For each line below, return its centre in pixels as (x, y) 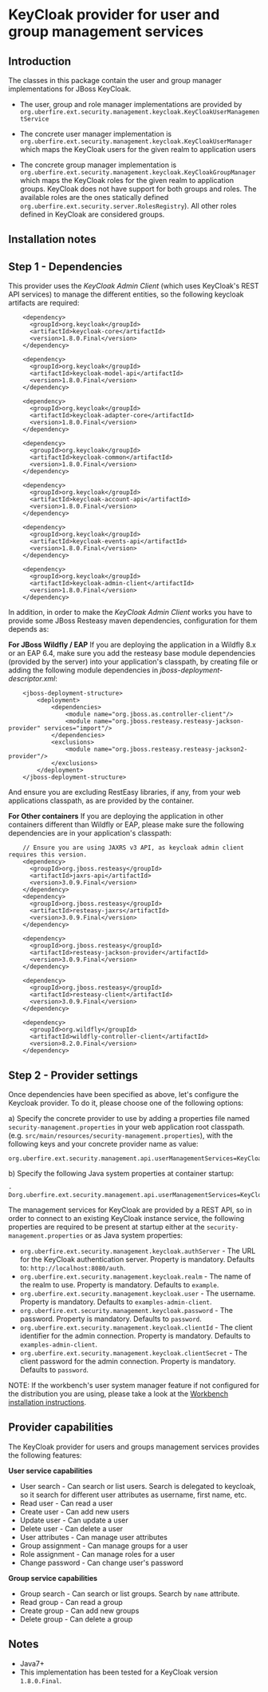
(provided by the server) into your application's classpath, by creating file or (133, 662)
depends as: (29, 629)
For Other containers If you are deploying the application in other (116, 816)
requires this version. (48, 855)
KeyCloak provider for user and (114, 15)
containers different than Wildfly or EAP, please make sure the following (126, 824)
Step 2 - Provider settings (73, 1075)
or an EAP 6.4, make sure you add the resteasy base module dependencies (132, 653)
